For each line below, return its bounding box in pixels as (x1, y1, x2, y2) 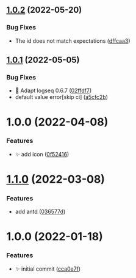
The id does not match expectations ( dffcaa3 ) (15, 37, 131, 45)
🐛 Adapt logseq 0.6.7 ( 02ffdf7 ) (15, 87, 92, 94)
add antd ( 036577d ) (15, 208, 66, 216)
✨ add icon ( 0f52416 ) (15, 150, 70, 158)
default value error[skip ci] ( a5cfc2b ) (15, 93, 109, 101)
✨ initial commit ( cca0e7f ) (15, 265, 81, 273)
